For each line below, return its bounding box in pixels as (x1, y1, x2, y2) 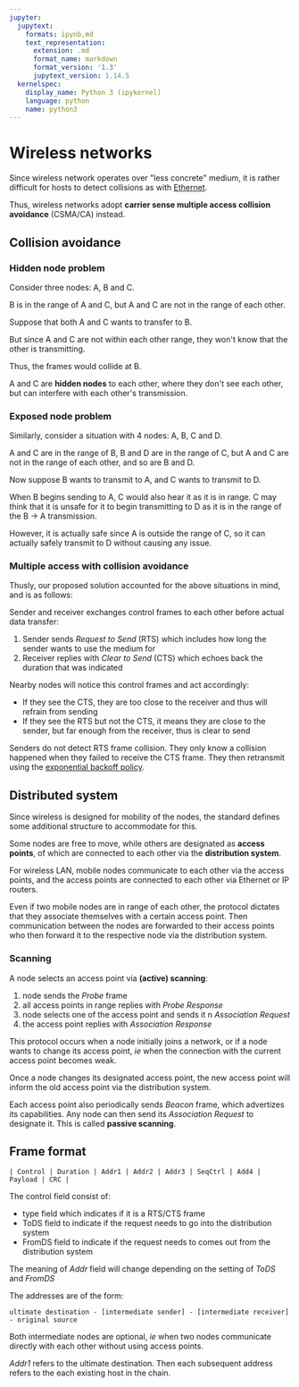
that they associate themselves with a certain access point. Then (9, 911, 248, 922)
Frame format (9, 1144, 87, 1159)
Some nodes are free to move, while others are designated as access (9, 838, 265, 850)
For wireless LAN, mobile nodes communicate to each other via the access (9, 865, 285, 876)
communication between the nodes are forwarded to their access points (9, 920, 275, 931)
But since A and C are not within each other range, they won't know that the (9, 334, 288, 344)
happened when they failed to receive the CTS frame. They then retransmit (9, 752, 286, 763)
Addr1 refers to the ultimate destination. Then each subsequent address (9, 1358, 274, 1369)
